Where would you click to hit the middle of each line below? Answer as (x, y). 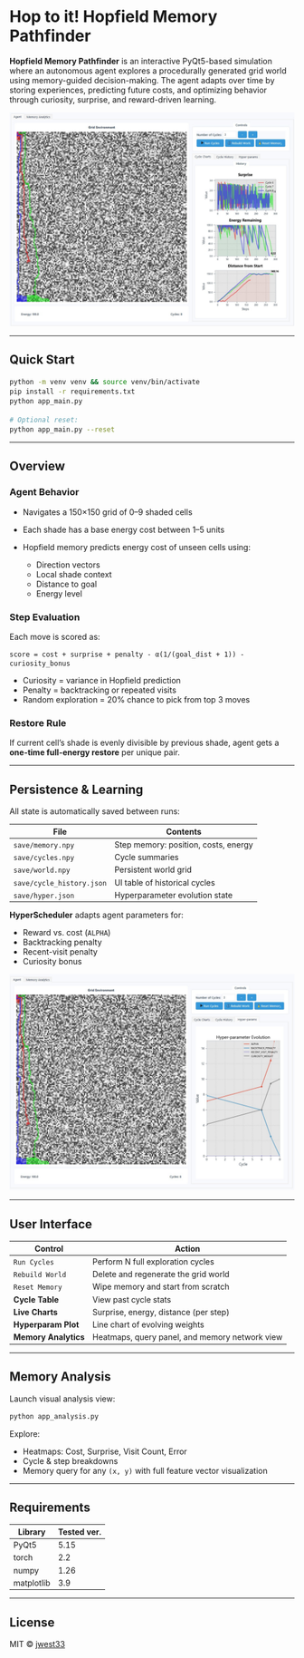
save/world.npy (42, 871)
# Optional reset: (44, 420)
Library (32, 1532)
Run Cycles (33, 1262)
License (32, 1622)
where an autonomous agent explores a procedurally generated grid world (148, 71)
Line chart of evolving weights (148, 1324)
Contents (184, 831)
